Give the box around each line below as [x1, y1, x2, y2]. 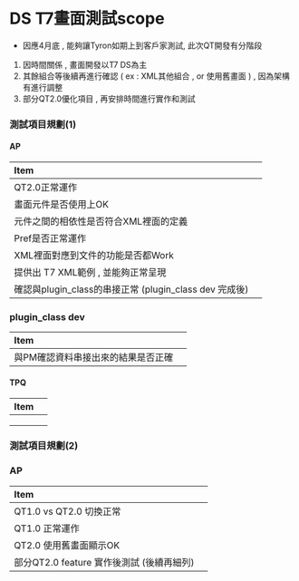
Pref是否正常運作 [14, 232, 87, 245]
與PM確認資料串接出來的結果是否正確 [14, 351, 174, 363]
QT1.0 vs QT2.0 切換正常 [14, 505, 121, 518]
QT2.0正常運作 [14, 181, 78, 194]
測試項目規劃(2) [9, 440, 79, 452]
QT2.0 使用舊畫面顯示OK [14, 538, 121, 551]
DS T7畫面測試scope [9, 8, 165, 29]
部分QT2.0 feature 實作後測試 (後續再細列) [14, 556, 195, 568]
